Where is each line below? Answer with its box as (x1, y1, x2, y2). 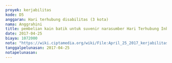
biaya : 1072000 (5, 36, 38, 41)
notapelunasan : (5, 50, 38, 55)
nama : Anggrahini (5, 21, 42, 27)
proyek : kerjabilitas (5, 7, 52, 13)
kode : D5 (5, 12, 24, 17)
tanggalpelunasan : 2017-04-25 (5, 45, 70, 50)
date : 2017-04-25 (5, 31, 42, 36)
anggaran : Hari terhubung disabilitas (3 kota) (5, 17, 109, 22)
